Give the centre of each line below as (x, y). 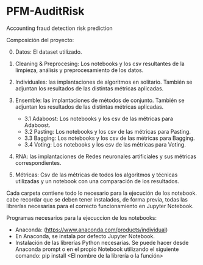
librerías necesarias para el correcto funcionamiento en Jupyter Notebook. (100, 206)
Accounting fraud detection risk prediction (59, 28)
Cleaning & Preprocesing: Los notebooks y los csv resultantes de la (100, 64)
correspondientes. (38, 162)
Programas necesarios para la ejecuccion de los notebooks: (82, 217)
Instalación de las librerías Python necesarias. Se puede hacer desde (102, 242)
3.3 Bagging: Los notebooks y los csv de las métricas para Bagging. (109, 138)
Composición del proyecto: (40, 40)
